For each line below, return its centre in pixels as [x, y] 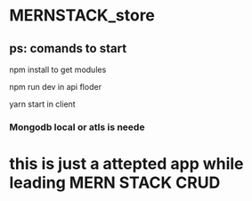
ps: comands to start [68, 48]
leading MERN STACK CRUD [115, 183]
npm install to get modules [58, 69]
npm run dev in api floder [56, 87]
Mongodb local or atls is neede [77, 127]
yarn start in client [42, 104]
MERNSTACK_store [82, 16]
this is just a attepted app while [126, 164]
